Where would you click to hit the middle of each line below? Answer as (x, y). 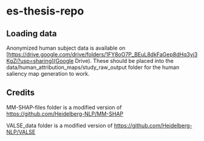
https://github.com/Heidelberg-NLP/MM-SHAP (65, 114)
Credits (21, 93)
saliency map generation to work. (48, 74)
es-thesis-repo (45, 11)
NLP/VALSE (21, 132)
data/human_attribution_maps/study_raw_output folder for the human (93, 67)
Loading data (32, 34)
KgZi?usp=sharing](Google (40, 61)
